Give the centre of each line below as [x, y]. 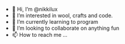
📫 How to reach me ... [39, 35]
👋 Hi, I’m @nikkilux [35, 9]
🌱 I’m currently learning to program [55, 22]
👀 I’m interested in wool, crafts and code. [62, 15]
